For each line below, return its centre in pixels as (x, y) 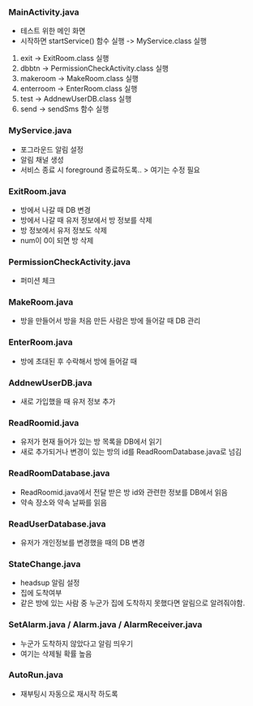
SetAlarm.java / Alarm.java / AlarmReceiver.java (105, 625)
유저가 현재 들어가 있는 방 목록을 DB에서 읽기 (91, 442)
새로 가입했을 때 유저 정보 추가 (68, 401)
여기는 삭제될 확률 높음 (56, 653)
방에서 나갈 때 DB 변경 (55, 210)
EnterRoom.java (41, 342)
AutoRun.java (36, 675)
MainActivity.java (44, 12)
